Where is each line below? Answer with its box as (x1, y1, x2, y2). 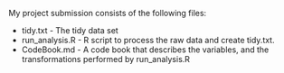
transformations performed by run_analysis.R (21, 54, 191, 64)
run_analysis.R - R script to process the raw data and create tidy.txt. (21, 35, 275, 45)
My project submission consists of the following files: (8, 8, 207, 18)
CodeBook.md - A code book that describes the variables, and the (21, 44, 270, 55)
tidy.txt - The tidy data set (21, 25, 118, 35)
